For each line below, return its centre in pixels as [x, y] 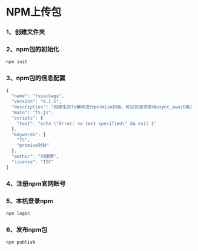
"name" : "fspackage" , [38, 96]
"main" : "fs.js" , [33, 113]
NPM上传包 [34, 12]
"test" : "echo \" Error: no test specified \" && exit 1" [87, 123]
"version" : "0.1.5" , [37, 102]
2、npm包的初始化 [33, 49]
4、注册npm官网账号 [36, 183]
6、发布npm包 [27, 229]
